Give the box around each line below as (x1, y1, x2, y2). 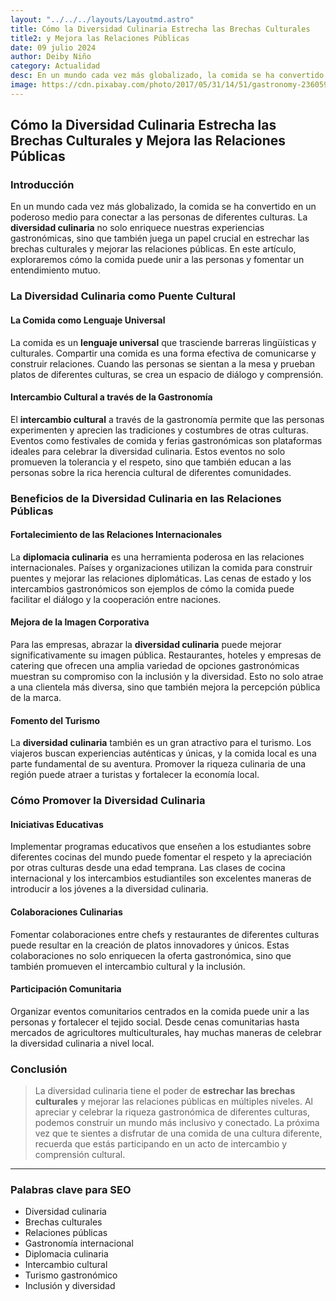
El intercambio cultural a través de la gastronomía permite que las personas (10, 413, 325, 425)
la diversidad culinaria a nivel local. (10, 1037, 155, 1049)
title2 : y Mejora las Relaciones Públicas (10, 33, 190, 43)
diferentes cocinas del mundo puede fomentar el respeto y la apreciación (10, 851, 313, 863)
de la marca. (10, 692, 62, 704)
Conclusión (10, 1062, 68, 1076)
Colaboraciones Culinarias (10, 906, 123, 918)
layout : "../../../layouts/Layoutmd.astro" (10, 14, 195, 25)
